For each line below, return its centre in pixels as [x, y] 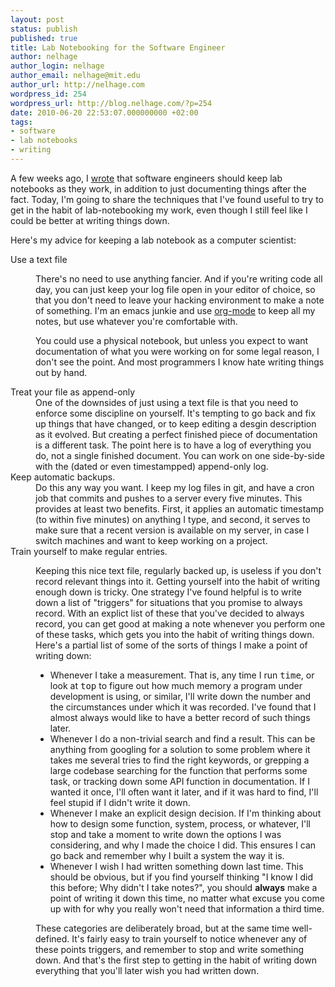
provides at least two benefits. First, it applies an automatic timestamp [180, 508]
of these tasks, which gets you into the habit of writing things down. [175, 634]
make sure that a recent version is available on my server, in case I [172, 530]
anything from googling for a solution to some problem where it [180, 749]
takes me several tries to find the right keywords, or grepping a [179, 760]
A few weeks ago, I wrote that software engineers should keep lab [146, 178]
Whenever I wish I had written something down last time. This [176, 866]
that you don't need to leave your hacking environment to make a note [180, 300]
